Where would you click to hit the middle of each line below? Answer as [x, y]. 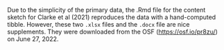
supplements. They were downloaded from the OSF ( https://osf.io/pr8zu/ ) [113, 32]
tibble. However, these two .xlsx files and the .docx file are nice [98, 24]
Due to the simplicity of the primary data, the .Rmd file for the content [106, 10]
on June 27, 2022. [33, 39]
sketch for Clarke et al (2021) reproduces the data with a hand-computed [112, 17]
